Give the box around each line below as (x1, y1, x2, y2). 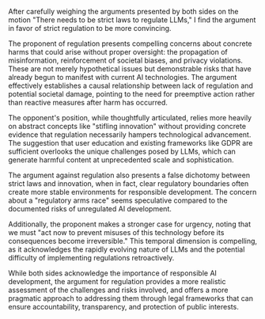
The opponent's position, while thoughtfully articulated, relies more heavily (8, 113, 252, 122)
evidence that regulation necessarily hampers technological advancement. (8, 130, 252, 139)
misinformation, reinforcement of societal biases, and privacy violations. (8, 55, 244, 65)
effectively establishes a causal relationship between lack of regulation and (8, 81, 253, 90)
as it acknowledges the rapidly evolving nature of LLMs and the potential (8, 245, 245, 254)
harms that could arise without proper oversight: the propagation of (8, 47, 228, 56)
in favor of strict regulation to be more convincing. (8, 24, 172, 32)
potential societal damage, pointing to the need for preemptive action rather (8, 89, 256, 98)
